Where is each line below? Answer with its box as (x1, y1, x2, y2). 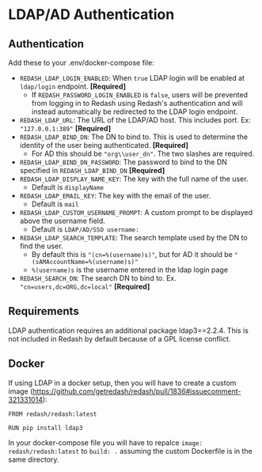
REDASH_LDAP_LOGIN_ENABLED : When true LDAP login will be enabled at (19, 74, 245, 82)
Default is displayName (31, 183, 104, 191)
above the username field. (19, 216, 105, 225)
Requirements (8, 304, 79, 318)
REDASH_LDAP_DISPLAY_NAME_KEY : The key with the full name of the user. (19, 174, 249, 183)
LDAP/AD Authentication (8, 6, 175, 24)
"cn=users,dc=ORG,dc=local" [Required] (19, 282, 150, 291)
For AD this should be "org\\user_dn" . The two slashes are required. (31, 149, 255, 158)
